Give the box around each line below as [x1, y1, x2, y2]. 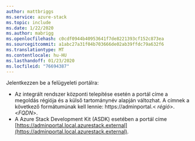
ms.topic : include [6, 19, 51, 25]
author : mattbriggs [6, 8, 54, 15]
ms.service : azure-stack [6, 14, 67, 20]
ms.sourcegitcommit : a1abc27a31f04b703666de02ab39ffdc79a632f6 [6, 42, 164, 48]
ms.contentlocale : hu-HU [6, 52, 67, 58]
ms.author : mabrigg [6, 31, 54, 36]
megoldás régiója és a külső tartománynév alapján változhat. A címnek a [14, 97, 190, 104]
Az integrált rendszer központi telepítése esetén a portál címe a [14, 90, 169, 98]
